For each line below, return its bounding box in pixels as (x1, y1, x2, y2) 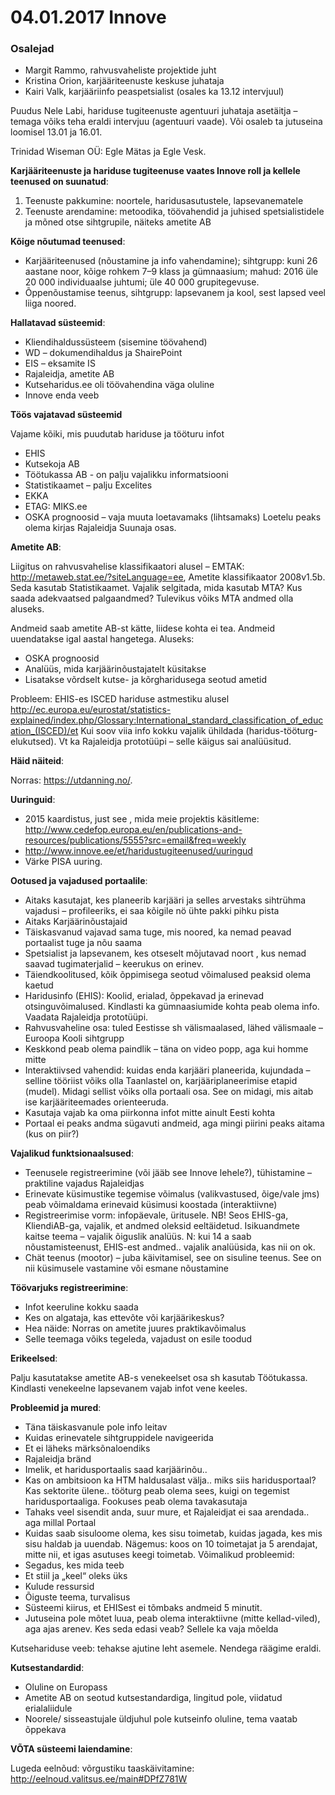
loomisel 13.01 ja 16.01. (10, 126, 103, 138)
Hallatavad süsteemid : (10, 317, 106, 329)
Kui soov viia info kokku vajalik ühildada (80, 725, 244, 737)
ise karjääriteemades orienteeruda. (24, 1096, 169, 1108)
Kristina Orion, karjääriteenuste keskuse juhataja (24, 75, 225, 87)
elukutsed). (10, 736, 57, 748)
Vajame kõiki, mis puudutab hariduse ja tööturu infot (10, 428, 225, 440)
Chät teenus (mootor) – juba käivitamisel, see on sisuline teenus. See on (24, 1252, 322, 1264)
